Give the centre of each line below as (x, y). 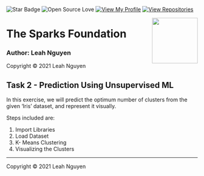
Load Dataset (32, 136)
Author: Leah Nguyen (39, 53)
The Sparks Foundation (66, 34)
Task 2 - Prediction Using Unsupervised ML (90, 85)
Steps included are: (31, 118)
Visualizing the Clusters (45, 149)
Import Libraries (35, 130)
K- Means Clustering (41, 143)
